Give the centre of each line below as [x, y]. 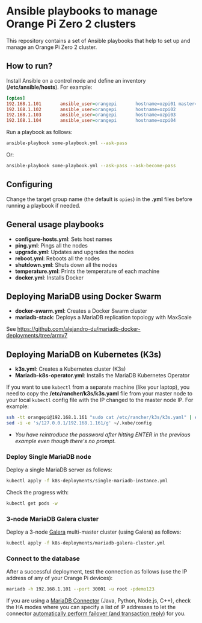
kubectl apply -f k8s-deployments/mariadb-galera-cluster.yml [86, 543]
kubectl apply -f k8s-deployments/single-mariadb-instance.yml [87, 481]
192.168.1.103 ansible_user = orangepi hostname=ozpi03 [91, 115]
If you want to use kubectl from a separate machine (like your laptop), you [98, 387]
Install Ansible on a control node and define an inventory [76, 80]
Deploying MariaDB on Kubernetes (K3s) [84, 354]
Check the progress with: [38, 493]
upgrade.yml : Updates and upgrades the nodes [74, 252]
